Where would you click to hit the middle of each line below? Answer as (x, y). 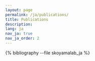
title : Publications (27, 19)
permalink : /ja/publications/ (37, 15)
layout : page (19, 10)
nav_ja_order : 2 (22, 39)
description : (19, 24)
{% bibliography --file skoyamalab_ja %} (47, 53)
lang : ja (14, 29)
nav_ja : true (19, 34)
